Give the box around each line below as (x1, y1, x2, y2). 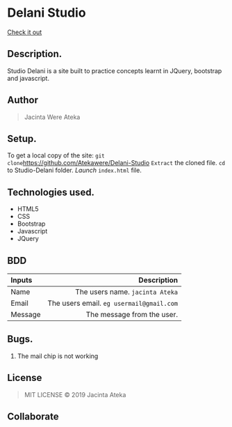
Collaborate (7, 411, 59, 423)
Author (7, 94, 38, 106)
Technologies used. (7, 186, 95, 198)
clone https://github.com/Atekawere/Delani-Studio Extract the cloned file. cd (7, 159, 226, 167)
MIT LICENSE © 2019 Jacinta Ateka (24, 390, 126, 398)
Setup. (7, 132, 37, 144)
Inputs (10, 275, 33, 285)
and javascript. (7, 74, 50, 82)
